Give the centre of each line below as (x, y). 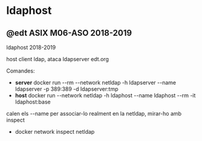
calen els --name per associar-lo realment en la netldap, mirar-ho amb (94, 113)
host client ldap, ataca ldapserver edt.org (57, 59)
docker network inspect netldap (55, 132)
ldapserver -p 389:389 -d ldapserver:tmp (67, 89)
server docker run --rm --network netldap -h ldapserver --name (96, 83)
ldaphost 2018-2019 (31, 47)
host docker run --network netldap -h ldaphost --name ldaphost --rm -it (105, 95)
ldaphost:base (33, 102)
